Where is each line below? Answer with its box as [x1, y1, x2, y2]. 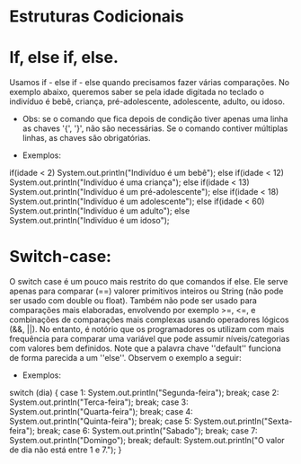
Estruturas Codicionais [9, 6, 184, 27]
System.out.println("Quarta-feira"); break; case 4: [9, 407, 193, 417]
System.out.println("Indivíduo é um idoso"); [9, 215, 170, 226]
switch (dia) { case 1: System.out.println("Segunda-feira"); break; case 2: [9, 388, 279, 398]
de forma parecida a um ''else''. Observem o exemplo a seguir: [9, 353, 242, 363]
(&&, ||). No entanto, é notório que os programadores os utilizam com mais [9, 324, 285, 335]
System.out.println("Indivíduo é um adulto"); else [9, 206, 190, 216]
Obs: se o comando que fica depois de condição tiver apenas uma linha [22, 114, 288, 125]
